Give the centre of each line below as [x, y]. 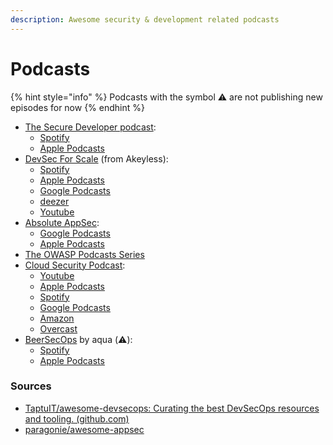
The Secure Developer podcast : [90, 127]
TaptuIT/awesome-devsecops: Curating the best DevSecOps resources [172, 408]
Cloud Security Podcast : [75, 265]
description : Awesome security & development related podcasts [145, 19]
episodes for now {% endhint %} [77, 107]
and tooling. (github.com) [77, 418]
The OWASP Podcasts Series [84, 254]
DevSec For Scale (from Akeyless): [96, 158]
